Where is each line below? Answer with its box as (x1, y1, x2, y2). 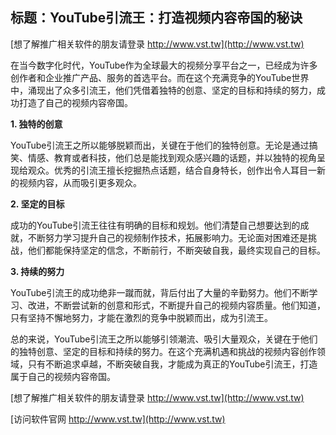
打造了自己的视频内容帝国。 (18, 96, 133, 108)
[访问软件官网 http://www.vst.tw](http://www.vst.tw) (10, 413, 226, 425)
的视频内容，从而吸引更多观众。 (10, 176, 142, 188)
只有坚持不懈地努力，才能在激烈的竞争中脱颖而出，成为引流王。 (10, 311, 273, 323)
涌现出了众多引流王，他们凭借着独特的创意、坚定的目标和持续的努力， (27, 84, 317, 96)
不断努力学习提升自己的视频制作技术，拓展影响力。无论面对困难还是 (27, 231, 308, 243)
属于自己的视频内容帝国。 (10, 370, 116, 382)
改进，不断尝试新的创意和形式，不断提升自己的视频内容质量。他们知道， (27, 299, 326, 311)
